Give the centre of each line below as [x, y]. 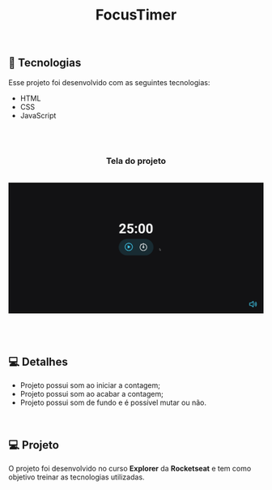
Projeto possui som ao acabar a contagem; [91, 394]
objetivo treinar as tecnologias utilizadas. [76, 477]
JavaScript [38, 115]
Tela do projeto [136, 161]
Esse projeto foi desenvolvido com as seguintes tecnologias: [109, 82]
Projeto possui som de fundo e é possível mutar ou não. [113, 402]
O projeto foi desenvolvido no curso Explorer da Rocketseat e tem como [130, 469]
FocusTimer [136, 15]
